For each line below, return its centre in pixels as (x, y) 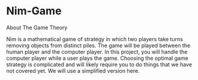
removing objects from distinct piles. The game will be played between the (98, 45)
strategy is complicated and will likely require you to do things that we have (99, 64)
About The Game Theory (37, 27)
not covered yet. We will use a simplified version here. (73, 70)
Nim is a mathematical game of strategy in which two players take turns (94, 39)
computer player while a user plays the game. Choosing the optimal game (97, 58)
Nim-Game (34, 11)
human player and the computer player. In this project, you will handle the (97, 51)
